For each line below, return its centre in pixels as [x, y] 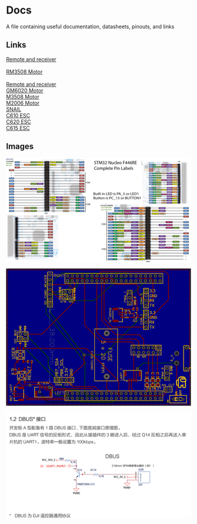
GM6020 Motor [25, 90]
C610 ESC [18, 115]
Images [20, 147]
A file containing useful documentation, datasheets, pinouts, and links [90, 26]
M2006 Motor [23, 103]
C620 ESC [18, 122]
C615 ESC [18, 128]
